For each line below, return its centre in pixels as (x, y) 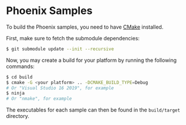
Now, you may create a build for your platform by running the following (92, 60)
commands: (21, 66)
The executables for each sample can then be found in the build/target (93, 110)
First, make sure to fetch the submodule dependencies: (73, 38)
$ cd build (19, 77)
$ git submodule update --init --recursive (60, 49)
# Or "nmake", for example (39, 99)
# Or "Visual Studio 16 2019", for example (60, 88)
